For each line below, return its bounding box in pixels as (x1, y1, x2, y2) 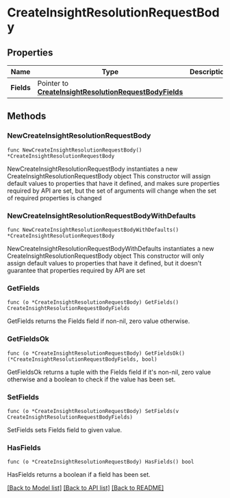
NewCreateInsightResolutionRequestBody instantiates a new (7, 165, 178, 173)
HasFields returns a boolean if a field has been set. (7, 471, 151, 479)
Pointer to (37, 79, 69, 88)
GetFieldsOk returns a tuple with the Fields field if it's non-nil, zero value (7, 368, 211, 376)
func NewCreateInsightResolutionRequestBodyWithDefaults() (7, 226, 179, 233)
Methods (7, 110, 47, 122)
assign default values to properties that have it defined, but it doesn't (7, 259, 202, 267)
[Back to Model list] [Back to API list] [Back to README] (7, 484, 164, 492)
